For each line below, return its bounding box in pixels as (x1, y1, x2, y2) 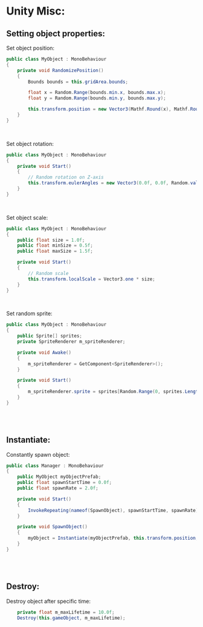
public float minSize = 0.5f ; (17, 242, 94, 249)
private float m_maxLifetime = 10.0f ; (17, 609, 115, 615)
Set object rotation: (6, 140, 54, 147)
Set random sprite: (6, 310, 53, 317)
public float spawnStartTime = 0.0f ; (17, 480, 112, 486)
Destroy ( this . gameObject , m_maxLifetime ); (17, 615, 126, 621)
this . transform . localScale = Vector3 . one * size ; (28, 276, 155, 282)
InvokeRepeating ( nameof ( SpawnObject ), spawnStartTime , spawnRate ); (28, 507, 201, 513)
